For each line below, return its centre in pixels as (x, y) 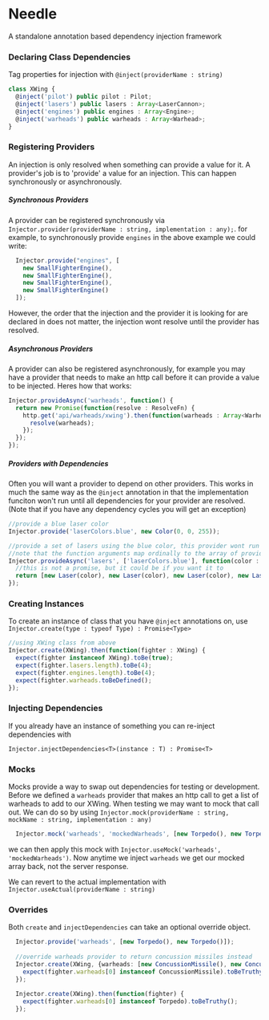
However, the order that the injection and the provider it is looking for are (128, 313)
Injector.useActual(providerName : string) (82, 889)
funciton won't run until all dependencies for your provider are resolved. (127, 501)
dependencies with (40, 734)
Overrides (28, 909)
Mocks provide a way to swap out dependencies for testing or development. (134, 786)
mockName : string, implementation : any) (80, 820)
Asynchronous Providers (51, 348)
